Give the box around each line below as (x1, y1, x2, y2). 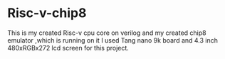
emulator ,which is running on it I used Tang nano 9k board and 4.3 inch (7, 36, 219, 44)
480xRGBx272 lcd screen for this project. (7, 43, 130, 52)
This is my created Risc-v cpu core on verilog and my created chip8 (7, 28, 206, 37)
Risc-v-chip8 (7, 5, 87, 21)
